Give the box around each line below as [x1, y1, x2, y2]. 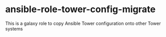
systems [5, 25, 23, 31]
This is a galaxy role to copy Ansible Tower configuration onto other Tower [5, 20, 161, 26]
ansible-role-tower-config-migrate [5, 4, 156, 15]
